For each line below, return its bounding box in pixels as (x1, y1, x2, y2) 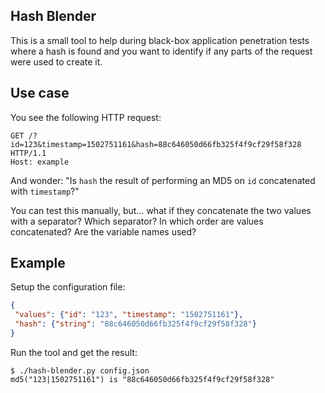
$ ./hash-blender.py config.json (10, 365, 150, 376)
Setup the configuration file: (10, 281, 126, 293)
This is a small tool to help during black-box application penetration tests (10, 34, 310, 46)
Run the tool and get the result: (10, 346, 138, 358)
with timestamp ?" (10, 185, 80, 197)
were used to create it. (10, 55, 103, 68)
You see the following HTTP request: (10, 111, 162, 123)
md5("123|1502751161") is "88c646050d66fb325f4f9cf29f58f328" (10, 374, 275, 384)
